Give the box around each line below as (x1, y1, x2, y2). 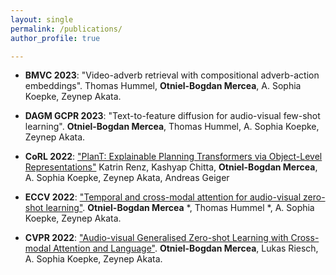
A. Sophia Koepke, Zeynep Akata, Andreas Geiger (24, 172, 230, 184)
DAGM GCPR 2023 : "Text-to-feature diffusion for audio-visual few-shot (24, 110, 321, 122)
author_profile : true (10, 33, 101, 43)
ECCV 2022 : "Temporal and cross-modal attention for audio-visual (24, 191, 302, 203)
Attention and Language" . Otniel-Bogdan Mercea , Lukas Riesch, (53, 242, 319, 255)
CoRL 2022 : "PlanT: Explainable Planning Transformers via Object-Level (24, 151, 323, 163)
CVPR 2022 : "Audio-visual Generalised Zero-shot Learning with (24, 232, 289, 244)
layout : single (10, 14, 74, 25)
